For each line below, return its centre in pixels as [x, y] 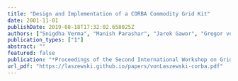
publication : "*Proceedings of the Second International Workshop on [112, 60]
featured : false [31, 54]
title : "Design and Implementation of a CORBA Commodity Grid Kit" [109, 14]
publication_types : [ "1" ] [45, 40]
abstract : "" [27, 46]
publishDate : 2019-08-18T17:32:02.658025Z [71, 27]
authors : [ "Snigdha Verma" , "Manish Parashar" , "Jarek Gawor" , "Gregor [115, 33]
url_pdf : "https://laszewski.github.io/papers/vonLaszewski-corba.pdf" [115, 66]
